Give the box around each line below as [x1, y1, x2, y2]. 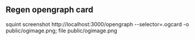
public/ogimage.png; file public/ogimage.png [5, 27, 118, 34]
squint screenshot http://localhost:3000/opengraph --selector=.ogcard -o [5, 20, 189, 27]
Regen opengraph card [5, 5, 94, 15]
